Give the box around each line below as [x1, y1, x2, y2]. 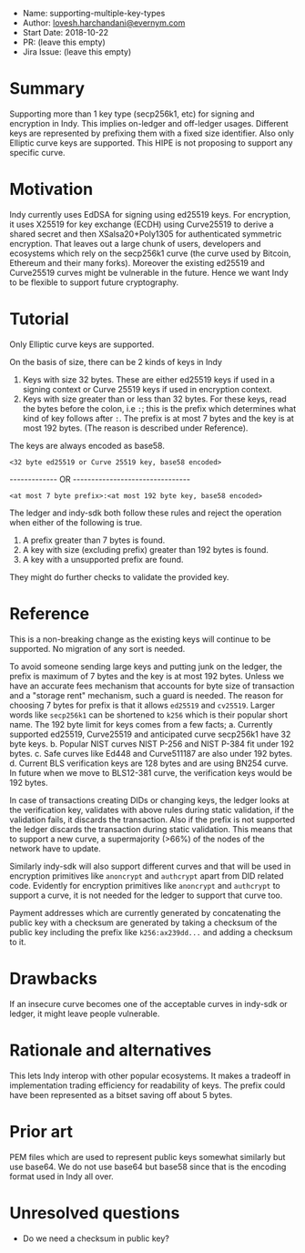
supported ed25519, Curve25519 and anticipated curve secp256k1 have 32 [9, 728, 291, 739]
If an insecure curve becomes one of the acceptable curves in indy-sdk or [9, 998, 289, 1009]
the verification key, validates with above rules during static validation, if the [9, 804, 294, 815]
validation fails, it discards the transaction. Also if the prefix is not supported [9, 814, 296, 825]
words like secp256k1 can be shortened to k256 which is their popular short [9, 709, 289, 720]
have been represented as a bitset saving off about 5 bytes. [9, 1089, 233, 1100]
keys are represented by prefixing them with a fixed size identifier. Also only [9, 127, 294, 138]
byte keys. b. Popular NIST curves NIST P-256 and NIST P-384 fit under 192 [9, 738, 294, 749]
